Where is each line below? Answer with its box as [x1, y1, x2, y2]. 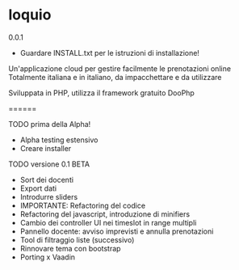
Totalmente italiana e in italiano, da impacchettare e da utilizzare [8, 72, 222, 82]
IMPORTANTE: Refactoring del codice [19, 200, 146, 210]
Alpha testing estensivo [19, 135, 99, 145]
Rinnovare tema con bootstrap [19, 243, 121, 253]
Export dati [19, 184, 57, 193]
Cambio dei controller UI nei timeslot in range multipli [19, 217, 197, 227]
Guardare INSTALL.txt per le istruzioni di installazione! [19, 48, 200, 57]
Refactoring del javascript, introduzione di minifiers [19, 209, 191, 219]
